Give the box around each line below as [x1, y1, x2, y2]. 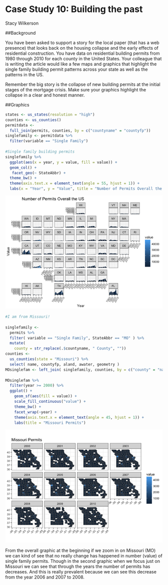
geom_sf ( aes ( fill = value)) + [14, 394, 77, 399]
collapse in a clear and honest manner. [5, 92, 85, 98]
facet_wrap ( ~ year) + [14, 409, 57, 415]
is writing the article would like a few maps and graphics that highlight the [5, 61, 157, 67]
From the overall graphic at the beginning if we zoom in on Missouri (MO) [5, 547, 156, 553]
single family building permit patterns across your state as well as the [5, 66, 148, 72]
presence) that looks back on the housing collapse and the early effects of [5, 45, 159, 51]
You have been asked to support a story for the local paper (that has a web [5, 39, 159, 46]
